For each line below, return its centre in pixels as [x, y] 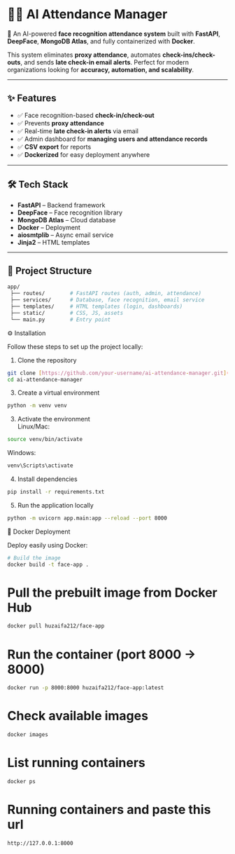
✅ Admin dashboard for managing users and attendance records [112, 139]
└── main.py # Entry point [60, 319]
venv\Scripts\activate [40, 466]
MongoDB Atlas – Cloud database [67, 219]
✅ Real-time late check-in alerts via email [78, 131]
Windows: [22, 453]
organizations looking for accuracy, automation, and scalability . [101, 69]
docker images [28, 735]
